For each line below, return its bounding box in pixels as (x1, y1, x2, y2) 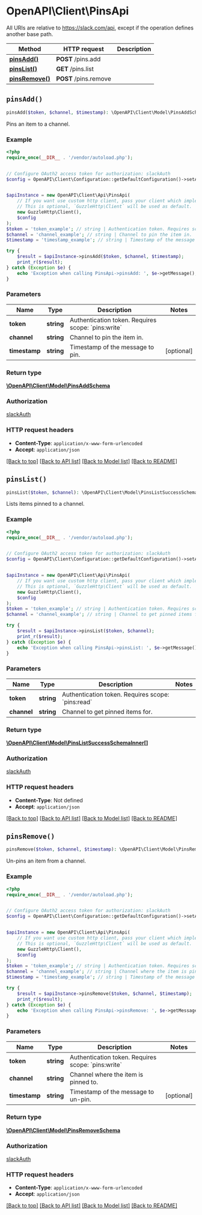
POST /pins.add (56, 55, 101, 63)
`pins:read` (62, 698, 93, 706)
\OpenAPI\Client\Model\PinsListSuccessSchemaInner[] (6, 739, 148, 746)
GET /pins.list (56, 64, 94, 73)
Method (18, 45, 41, 53)
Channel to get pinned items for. (62, 707, 153, 716)
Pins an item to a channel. (6, 120, 70, 128)
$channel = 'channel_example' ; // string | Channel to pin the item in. (6, 232, 192, 238)
